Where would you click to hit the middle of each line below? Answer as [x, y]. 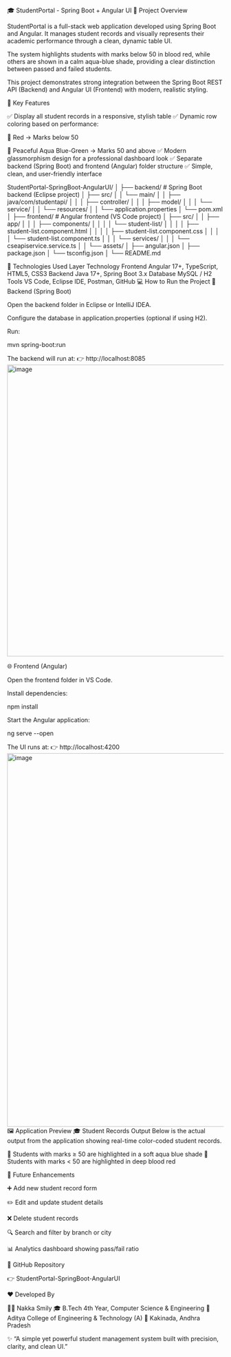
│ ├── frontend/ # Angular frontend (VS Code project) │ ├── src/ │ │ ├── [113, 217]
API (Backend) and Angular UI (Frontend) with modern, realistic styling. [108, 90]
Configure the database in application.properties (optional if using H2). [107, 318]
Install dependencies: [37, 693]
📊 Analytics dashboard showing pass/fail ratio [73, 1249]
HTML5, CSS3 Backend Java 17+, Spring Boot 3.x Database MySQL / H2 [110, 274]
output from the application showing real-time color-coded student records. [114, 1141]
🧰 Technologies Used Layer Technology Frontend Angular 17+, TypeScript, [113, 266]
